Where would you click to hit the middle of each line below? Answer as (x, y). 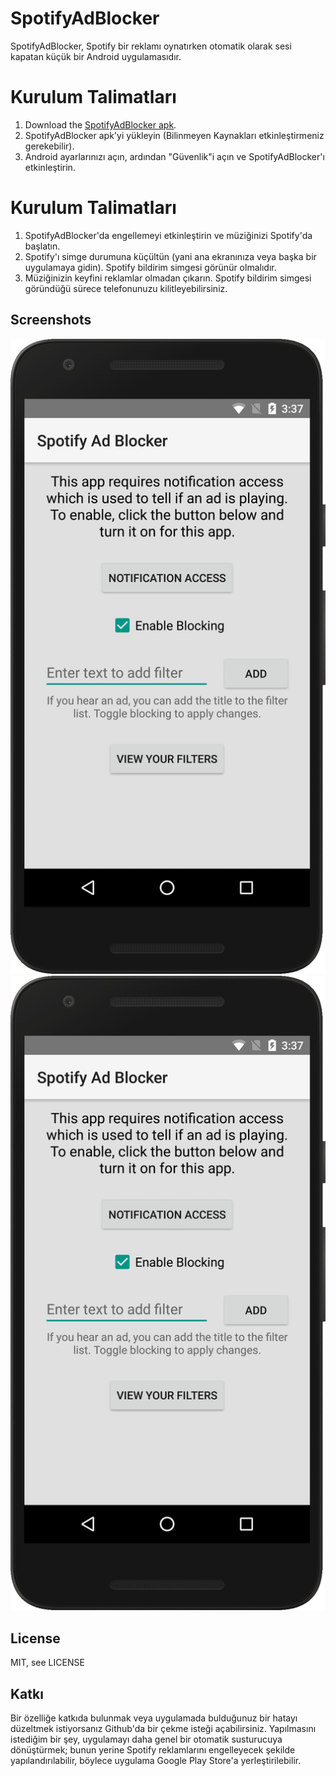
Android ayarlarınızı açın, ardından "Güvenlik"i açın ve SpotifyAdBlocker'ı (174, 156)
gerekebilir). (49, 146)
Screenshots (51, 320)
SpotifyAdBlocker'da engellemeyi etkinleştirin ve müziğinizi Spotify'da (168, 235)
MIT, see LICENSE (47, 1663)
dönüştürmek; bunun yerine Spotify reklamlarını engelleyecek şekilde (153, 1750)
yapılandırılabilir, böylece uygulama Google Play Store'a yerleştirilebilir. (156, 1761)
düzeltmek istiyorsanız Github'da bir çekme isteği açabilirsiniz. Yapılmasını (163, 1729)
